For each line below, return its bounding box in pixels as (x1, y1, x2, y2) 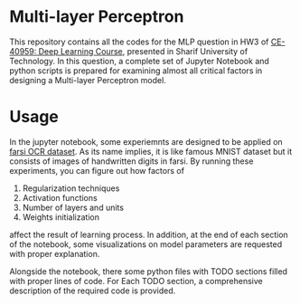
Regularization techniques (22, 183, 120, 194)
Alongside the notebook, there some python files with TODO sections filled (9, 265, 287, 277)
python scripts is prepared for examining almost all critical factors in (9, 65, 263, 76)
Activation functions (22, 192, 98, 203)
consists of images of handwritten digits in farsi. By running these (9, 156, 254, 167)
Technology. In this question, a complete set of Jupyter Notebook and (9, 55, 269, 66)
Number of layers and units (22, 202, 125, 213)
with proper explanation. (9, 248, 100, 259)
